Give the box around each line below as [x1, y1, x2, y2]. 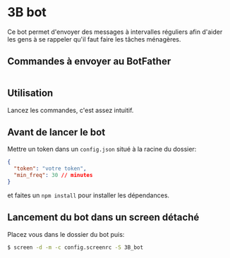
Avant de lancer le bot [7, 126, 106, 138]
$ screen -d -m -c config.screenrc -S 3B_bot [7, 244, 143, 251]
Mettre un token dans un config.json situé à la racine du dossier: [7, 145, 197, 154]
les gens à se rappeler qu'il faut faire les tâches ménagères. [7, 35, 181, 43]
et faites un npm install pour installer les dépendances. [7, 191, 170, 199]
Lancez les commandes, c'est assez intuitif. [7, 106, 134, 114]
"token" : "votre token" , [13, 165, 87, 173]
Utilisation [7, 87, 54, 99]
